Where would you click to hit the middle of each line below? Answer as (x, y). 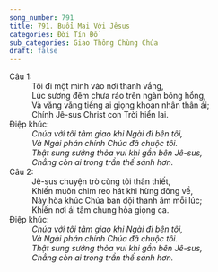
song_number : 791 (42, 18)
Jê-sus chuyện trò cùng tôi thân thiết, (101, 181)
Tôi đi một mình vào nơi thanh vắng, (98, 86)
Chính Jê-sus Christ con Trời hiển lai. (100, 115)
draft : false (34, 51)
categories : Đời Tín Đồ (54, 34)
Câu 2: (22, 172)
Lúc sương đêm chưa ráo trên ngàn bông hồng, (119, 96)
